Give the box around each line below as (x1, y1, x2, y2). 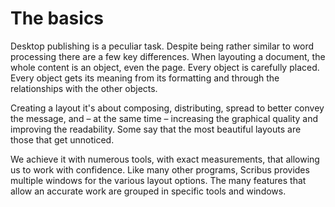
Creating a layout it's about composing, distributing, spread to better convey (10, 102, 325, 114)
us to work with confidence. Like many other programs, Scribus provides (10, 163, 310, 176)
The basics (10, 7, 105, 30)
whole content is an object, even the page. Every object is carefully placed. (10, 61, 320, 73)
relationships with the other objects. (10, 82, 158, 94)
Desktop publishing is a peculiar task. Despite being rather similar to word (10, 40, 314, 52)
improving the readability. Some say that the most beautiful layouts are (10, 123, 302, 135)
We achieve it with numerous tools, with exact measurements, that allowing (10, 153, 320, 165)
